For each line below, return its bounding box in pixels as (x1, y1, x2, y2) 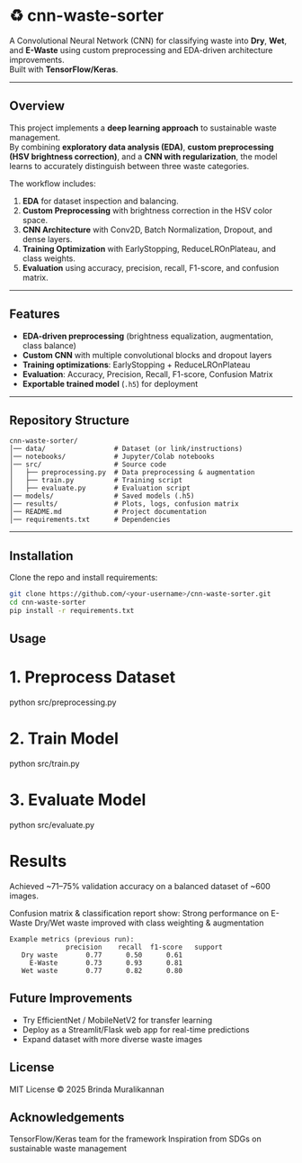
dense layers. (22, 233, 73, 244)
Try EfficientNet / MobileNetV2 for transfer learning (22, 1014, 213, 1025)
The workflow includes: (9, 177, 96, 189)
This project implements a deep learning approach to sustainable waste (9, 122, 277, 133)
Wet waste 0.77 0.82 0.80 (21, 966, 182, 975)
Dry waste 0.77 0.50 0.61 (21, 951, 182, 960)
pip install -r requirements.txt (9, 606, 135, 615)
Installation (9, 548, 74, 563)
